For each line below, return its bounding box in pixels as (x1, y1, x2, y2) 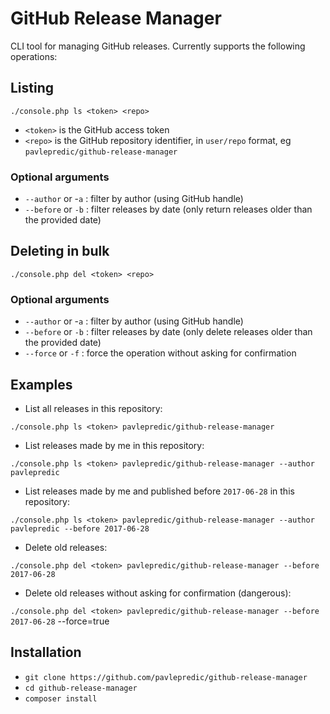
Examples (10, 376, 73, 393)
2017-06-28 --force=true (10, 615, 110, 627)
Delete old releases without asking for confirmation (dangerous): (24, 587, 292, 599)
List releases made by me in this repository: (24, 439, 205, 451)
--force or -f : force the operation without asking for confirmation (24, 347, 297, 359)
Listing (10, 80, 55, 97)
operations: (10, 50, 58, 62)
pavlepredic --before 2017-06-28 (10, 523, 150, 534)
